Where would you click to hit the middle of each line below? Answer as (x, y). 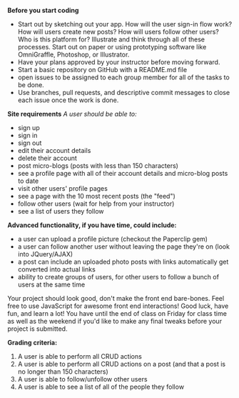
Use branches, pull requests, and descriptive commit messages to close (124, 93)
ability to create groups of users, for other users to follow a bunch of (118, 277)
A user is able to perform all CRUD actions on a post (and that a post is (122, 364)
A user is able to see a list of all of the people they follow (101, 387)
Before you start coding (43, 10)
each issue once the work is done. (68, 100)
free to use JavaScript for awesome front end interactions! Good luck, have (118, 306)
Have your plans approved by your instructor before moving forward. (119, 62)
